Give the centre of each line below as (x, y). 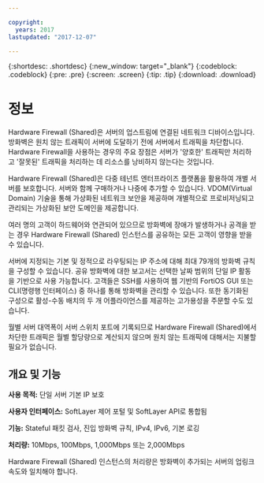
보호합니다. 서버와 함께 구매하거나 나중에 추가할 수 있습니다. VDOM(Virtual (138, 188)
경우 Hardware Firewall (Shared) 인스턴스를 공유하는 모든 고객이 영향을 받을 (134, 235)
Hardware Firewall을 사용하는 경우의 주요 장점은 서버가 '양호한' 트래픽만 (119, 152)
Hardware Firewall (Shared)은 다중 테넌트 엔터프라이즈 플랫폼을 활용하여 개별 (128, 179)
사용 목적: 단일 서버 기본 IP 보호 (56, 395)
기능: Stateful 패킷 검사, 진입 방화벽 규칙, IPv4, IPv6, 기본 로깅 (104, 428)
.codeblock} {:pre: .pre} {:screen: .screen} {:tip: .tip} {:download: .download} (132, 75)
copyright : (26, 22)
